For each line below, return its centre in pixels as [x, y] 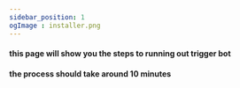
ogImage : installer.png [55, 26]
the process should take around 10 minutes [90, 73]
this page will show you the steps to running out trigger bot [120, 54]
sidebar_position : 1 [47, 17]
